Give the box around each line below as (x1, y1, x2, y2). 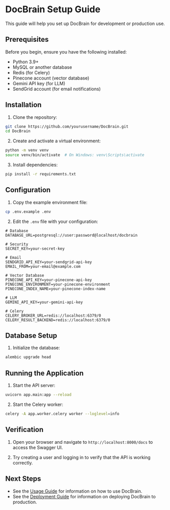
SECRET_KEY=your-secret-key (5, 246, 65, 251)
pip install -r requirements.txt (5, 172, 76, 177)
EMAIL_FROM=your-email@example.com (5, 264, 81, 269)
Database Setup (5, 331, 58, 340)
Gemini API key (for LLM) (12, 80, 66, 86)
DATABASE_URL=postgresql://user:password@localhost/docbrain (5, 233, 138, 238)
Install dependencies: (12, 162, 58, 168)
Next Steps (5, 474, 41, 483)
